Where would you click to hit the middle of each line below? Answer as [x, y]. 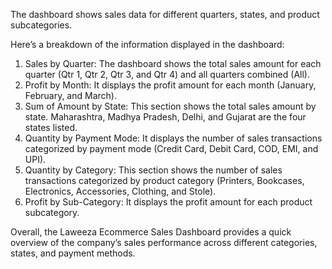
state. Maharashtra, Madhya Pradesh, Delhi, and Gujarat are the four [165, 117]
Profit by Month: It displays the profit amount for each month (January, [170, 85]
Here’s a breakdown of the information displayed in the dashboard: [147, 44]
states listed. [51, 127]
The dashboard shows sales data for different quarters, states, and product [165, 14]
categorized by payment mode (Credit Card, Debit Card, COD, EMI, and [171, 148]
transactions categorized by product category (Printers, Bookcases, [164, 180]
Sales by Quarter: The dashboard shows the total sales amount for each [173, 63]
